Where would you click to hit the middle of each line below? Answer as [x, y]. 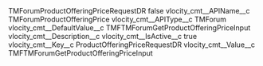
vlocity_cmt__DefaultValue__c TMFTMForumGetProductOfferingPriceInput [130, 28]
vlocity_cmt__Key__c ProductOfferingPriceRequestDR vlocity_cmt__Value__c [132, 45]
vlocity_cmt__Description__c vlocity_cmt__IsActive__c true [103, 36]
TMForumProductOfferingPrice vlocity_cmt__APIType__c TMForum [118, 19]
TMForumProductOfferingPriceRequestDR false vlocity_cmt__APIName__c [129, 11]
